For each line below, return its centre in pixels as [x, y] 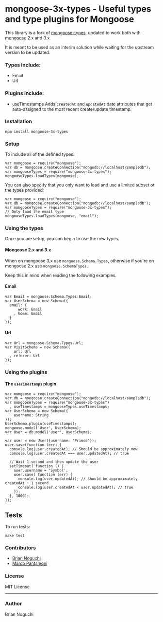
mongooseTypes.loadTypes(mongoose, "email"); [52, 216]
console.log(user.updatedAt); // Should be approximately [78, 479]
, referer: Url [25, 356]
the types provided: [25, 190]
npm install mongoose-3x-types [37, 131]
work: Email [30, 309]
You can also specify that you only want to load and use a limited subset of [80, 185]
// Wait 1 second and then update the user [54, 462]
